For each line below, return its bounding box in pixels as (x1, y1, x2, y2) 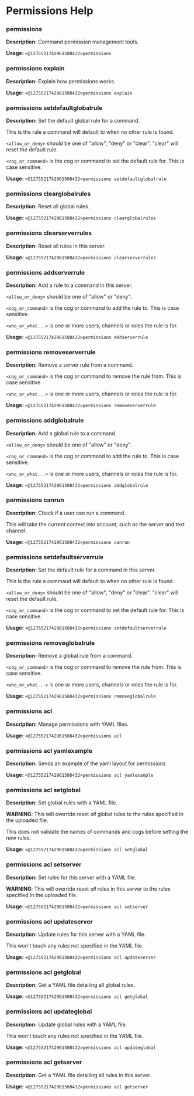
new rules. (6, 834, 32, 841)
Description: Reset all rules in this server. (6, 242, 106, 249)
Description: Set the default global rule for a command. (6, 117, 140, 124)
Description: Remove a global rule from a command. (6, 652, 133, 659)
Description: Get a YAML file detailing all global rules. (6, 982, 136, 989)
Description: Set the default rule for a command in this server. (6, 566, 156, 573)
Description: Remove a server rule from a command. (6, 361, 133, 368)
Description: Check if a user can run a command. (6, 509, 126, 516)
